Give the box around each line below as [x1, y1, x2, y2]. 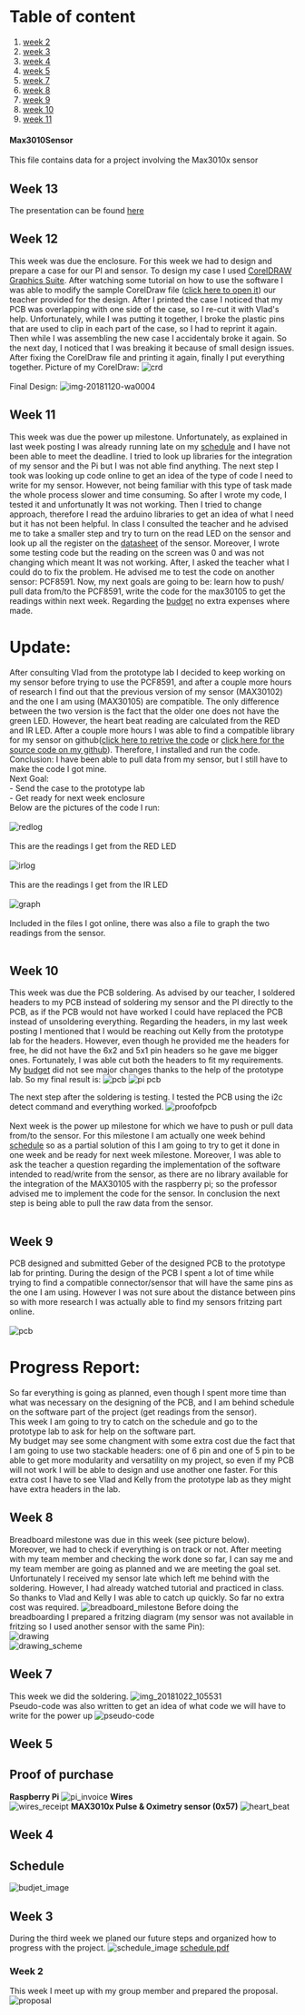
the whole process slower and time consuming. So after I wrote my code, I [9, 489, 288, 500]
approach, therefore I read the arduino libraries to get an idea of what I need [9, 509, 294, 519]
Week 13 [9, 181, 59, 196]
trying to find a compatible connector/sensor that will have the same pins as [9, 1278, 293, 1289]
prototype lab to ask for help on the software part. [9, 1426, 197, 1437]
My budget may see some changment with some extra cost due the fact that [9, 1436, 295, 1447]
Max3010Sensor [9, 134, 74, 145]
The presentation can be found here [9, 204, 144, 215]
